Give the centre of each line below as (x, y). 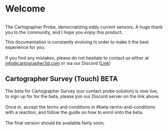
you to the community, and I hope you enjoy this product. (64, 32)
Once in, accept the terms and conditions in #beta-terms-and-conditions (80, 107)
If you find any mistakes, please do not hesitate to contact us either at (77, 57)
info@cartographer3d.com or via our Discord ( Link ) (58, 63)
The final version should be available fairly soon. (55, 122)
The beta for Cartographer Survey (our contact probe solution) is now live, (82, 91)
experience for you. (25, 47)
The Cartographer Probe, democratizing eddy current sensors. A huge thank (84, 27)
